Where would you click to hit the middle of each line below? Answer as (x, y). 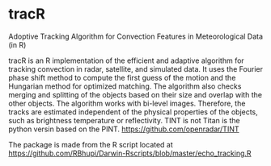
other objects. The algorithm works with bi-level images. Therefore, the (127, 103)
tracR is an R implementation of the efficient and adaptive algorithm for (126, 60)
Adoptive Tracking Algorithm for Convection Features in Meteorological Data (136, 36)
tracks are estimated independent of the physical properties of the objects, (133, 112)
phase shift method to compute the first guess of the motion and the (122, 77)
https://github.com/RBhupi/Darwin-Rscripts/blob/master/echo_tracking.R (130, 153)
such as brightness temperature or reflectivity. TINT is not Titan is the (124, 120)
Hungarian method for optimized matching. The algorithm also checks (125, 86)
